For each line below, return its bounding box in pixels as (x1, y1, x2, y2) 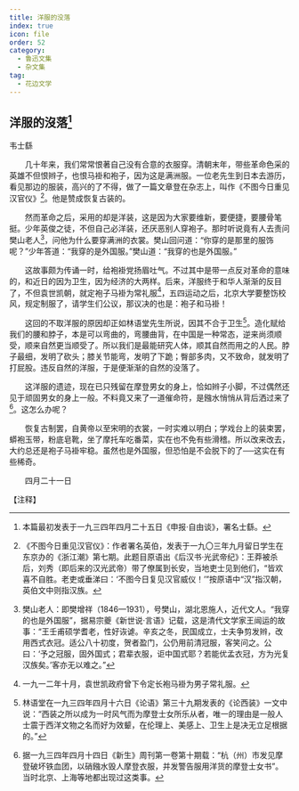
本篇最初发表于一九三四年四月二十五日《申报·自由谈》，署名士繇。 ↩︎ (21, 521, 271, 532)
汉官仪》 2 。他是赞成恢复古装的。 (9, 192, 131, 204)
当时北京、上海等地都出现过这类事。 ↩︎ (21, 771, 165, 782)
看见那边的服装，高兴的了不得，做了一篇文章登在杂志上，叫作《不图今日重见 (9, 182, 290, 192)
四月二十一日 (24, 475, 72, 485)
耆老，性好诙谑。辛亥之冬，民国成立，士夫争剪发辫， (79, 625, 276, 637)
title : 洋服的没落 (9, 12, 71, 22)
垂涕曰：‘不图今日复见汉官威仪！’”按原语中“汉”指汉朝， (84, 574, 287, 584)
